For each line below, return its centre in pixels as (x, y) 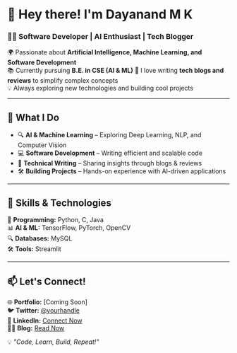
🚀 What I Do (34, 117)
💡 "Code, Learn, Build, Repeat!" (53, 342)
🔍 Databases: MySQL (40, 238)
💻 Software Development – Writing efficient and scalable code (110, 153)
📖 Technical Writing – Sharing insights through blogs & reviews (110, 163)
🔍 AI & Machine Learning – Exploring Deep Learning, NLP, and (109, 135)
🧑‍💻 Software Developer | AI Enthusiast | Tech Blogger (101, 37)
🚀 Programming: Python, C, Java (56, 220)
